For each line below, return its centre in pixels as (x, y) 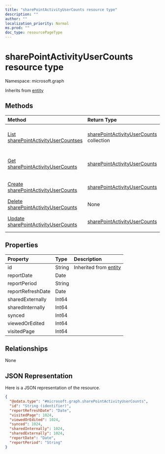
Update (16, 218)
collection (99, 140)
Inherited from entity (97, 267)
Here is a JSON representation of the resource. (53, 388)
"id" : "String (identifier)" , (40, 406)
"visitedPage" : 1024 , (32, 415)
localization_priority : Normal (37, 23)
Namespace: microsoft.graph (35, 81)
